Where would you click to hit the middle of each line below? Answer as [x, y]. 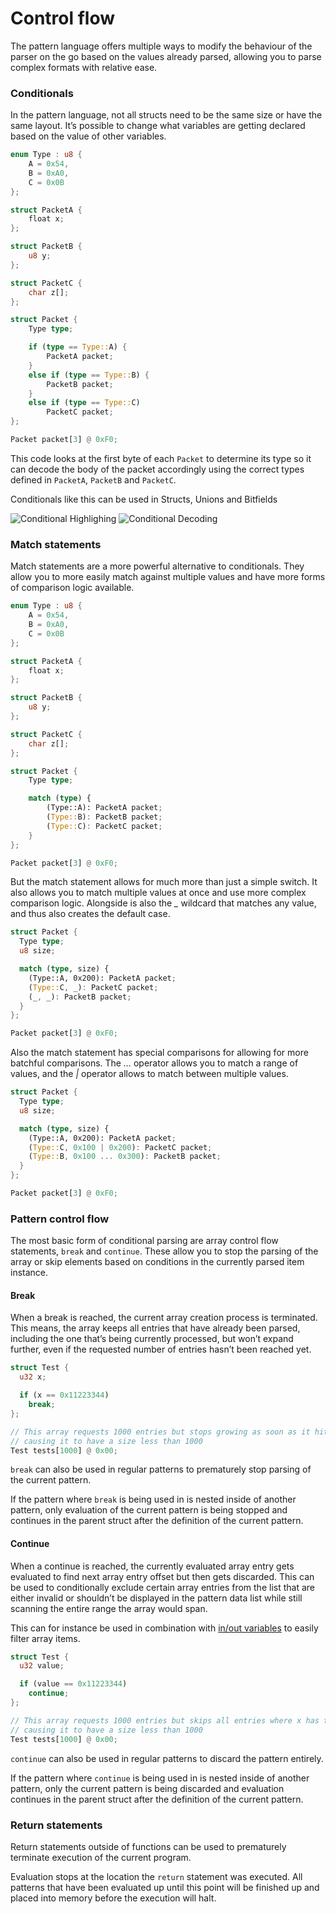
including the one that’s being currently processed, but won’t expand [152, 1339]
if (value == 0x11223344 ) [73, 1684]
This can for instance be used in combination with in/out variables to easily [164, 1628]
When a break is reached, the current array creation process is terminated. [164, 1318]
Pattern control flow [60, 1219]
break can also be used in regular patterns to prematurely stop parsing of [161, 1469]
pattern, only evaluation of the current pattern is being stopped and [149, 1510]
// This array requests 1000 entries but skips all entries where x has [165, 1720]
